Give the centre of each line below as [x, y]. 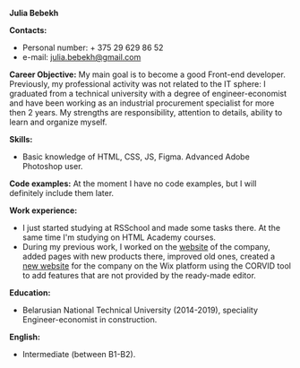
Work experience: [43, 210]
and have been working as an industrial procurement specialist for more [142, 103]
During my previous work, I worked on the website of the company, [146, 247]
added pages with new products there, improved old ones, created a [149, 256]
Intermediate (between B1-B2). [79, 354]
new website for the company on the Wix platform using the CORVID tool [156, 266]
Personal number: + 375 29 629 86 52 [93, 47]
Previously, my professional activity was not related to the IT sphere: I [137, 84]
